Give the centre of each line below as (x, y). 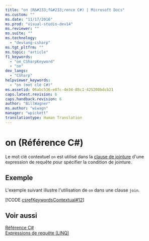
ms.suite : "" (19, 33)
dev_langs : (17, 71)
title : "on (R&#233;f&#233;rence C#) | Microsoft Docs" (65, 10)
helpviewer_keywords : (28, 80)
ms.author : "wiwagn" (27, 108)
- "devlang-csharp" (30, 43)
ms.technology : (21, 38)
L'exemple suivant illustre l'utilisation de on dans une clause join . (72, 190)
